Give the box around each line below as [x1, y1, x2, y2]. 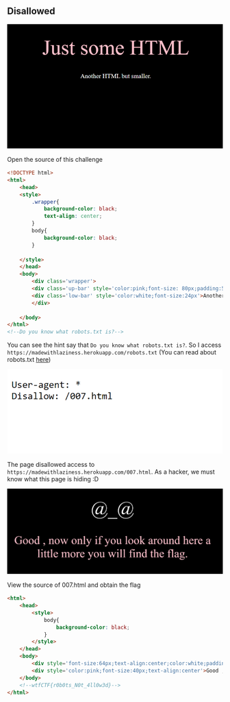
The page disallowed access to [7, 460, 95, 468]
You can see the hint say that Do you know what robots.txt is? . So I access [7, 341, 222, 349]
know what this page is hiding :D [7, 474, 99, 483]
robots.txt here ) [7, 356, 51, 364]
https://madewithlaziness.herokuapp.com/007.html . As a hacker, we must [7, 468, 216, 476]
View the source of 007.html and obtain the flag [7, 581, 141, 589]
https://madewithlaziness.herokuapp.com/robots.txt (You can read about [7, 348, 217, 356]
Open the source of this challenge [7, 156, 103, 164]
